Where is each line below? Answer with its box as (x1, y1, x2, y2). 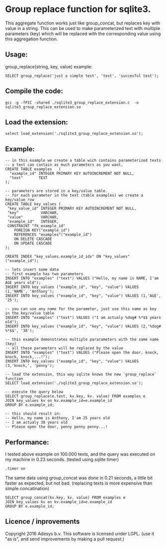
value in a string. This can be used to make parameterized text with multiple (5, 25, 161, 31)
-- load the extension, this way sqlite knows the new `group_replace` (5, 372, 157, 377)
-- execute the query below (5, 389, 64, 395)
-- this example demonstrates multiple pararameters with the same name (5, 337, 159, 342)
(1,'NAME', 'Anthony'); (5, 289, 55, 294)
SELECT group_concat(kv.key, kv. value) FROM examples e (5, 495, 126, 500)
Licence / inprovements (5, 518, 80, 526)
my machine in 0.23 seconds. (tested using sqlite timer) (5, 457, 119, 462)
